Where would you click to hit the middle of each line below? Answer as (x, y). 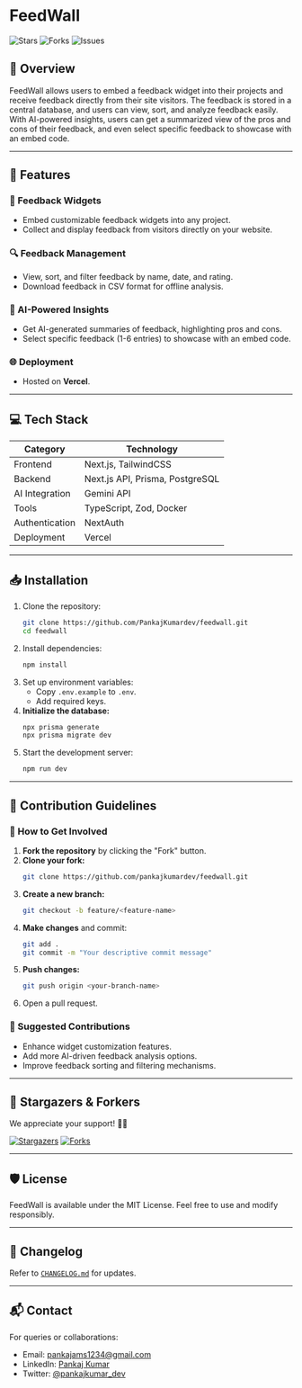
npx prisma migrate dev (67, 735)
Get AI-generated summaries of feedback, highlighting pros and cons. (152, 329)
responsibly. (32, 1214)
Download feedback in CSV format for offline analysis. (123, 286)
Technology (151, 449)
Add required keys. (71, 701)
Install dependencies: (62, 648)
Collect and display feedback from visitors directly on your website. (147, 229)
